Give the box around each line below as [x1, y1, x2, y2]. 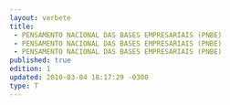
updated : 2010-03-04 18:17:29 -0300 [9, 73, 149, 82]
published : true [9, 56, 71, 65]
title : [9, 22, 35, 31]
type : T [9, 81, 39, 90]
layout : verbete [9, 13, 71, 23]
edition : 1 [9, 65, 51, 74]
